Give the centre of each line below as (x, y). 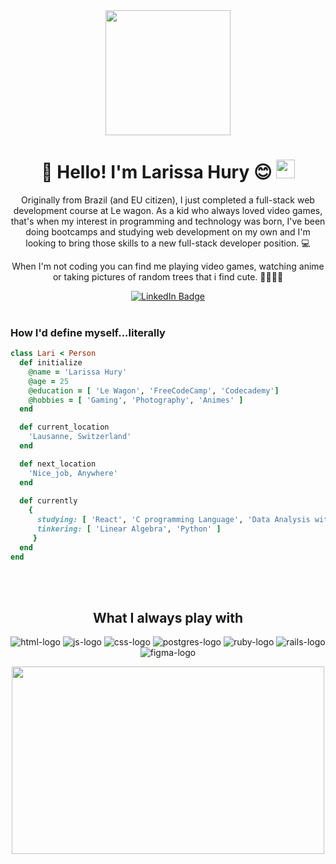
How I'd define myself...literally (88, 332)
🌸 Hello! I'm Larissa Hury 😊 (157, 172)
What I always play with (168, 618)
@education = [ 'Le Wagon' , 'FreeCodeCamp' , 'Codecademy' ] (154, 390)
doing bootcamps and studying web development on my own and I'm (168, 231)
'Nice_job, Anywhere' (73, 473)
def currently (48, 501)
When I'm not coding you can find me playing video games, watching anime (168, 266)
